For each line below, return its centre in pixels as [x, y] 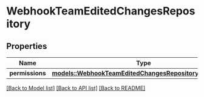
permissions [28, 73]
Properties [27, 46]
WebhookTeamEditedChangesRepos [101, 11]
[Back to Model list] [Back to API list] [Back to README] [76, 88]
